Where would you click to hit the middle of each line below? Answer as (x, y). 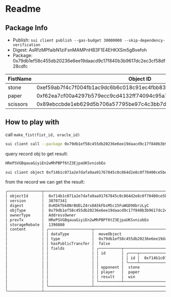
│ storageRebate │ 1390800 (35, 225)
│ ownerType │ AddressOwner (41, 215)
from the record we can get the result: (45, 182)
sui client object (25, 172)
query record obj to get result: (37, 153)
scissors (18, 104)
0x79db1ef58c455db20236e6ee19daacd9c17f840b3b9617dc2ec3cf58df (89, 61)
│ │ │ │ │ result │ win (70, 277)
